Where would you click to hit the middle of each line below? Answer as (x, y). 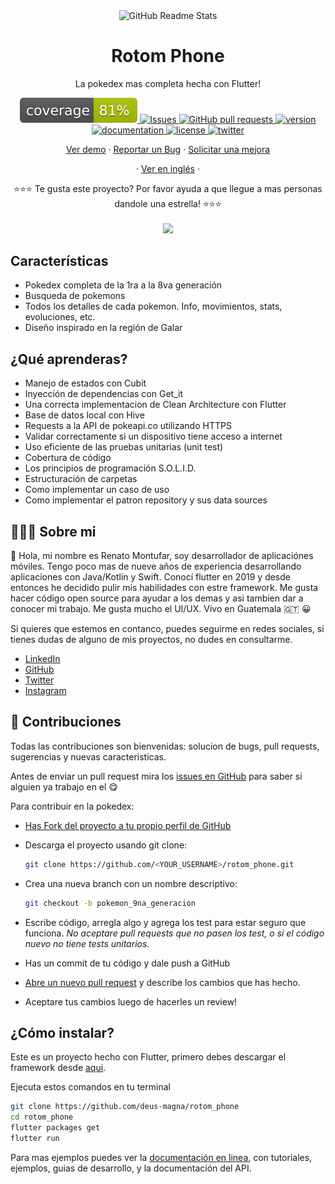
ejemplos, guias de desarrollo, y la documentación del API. (131, 1168)
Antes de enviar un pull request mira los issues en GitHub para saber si (156, 776)
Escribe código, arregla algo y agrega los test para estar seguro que (165, 922)
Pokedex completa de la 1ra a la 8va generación (123, 285)
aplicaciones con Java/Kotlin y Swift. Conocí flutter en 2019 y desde (150, 577)
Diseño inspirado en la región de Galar (103, 328)
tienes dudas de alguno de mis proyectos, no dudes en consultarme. (151, 640)
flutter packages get (55, 1128)
